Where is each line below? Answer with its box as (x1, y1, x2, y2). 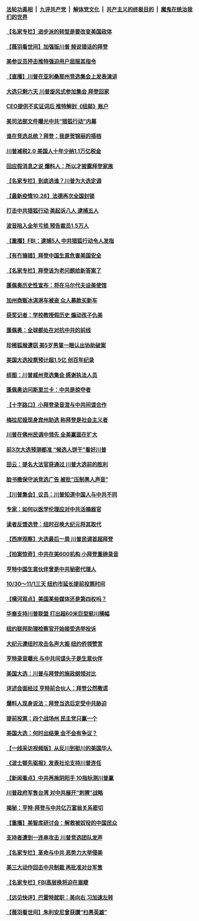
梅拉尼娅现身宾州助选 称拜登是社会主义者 (6, 416, 109, 423)
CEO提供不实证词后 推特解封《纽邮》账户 (6, 103, 109, 110)
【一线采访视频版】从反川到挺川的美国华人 (6, 744, 112, 752)
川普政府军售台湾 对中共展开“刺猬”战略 (6, 789, 104, 796)
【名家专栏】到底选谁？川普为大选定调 (6, 177, 101, 185)
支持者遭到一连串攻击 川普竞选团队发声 (6, 834, 103, 841)
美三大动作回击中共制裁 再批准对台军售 (6, 864, 103, 871)
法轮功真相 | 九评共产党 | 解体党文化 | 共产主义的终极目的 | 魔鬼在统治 (6, 5, 188, 13)
